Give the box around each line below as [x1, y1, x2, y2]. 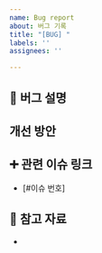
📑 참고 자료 [9, 212, 68, 227]
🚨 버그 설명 [9, 90, 68, 105]
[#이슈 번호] [22, 182, 66, 194]
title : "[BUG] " [9, 30, 70, 39]
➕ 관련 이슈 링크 [9, 157, 93, 172]
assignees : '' [9, 47, 63, 56]
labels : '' [9, 38, 51, 48]
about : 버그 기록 [9, 22, 68, 31]
